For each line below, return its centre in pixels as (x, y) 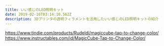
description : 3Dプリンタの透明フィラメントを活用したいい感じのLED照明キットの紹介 (82, 19)
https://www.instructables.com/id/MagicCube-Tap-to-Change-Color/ (75, 38)
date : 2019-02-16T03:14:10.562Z (38, 14)
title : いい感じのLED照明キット (35, 10)
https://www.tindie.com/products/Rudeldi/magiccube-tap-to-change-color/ (82, 33)
